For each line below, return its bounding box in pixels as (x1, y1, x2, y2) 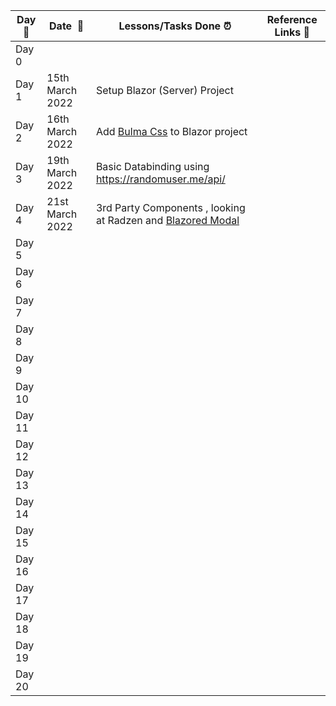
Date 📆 (49, 19, 85, 33)
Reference (266, 13, 318, 26)
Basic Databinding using (95, 160, 210, 173)
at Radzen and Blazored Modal (95, 214, 240, 227)
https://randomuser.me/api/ (95, 172, 226, 186)
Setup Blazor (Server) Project (95, 84, 234, 97)
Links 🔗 (274, 25, 310, 39)
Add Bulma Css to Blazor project (95, 125, 248, 138)
